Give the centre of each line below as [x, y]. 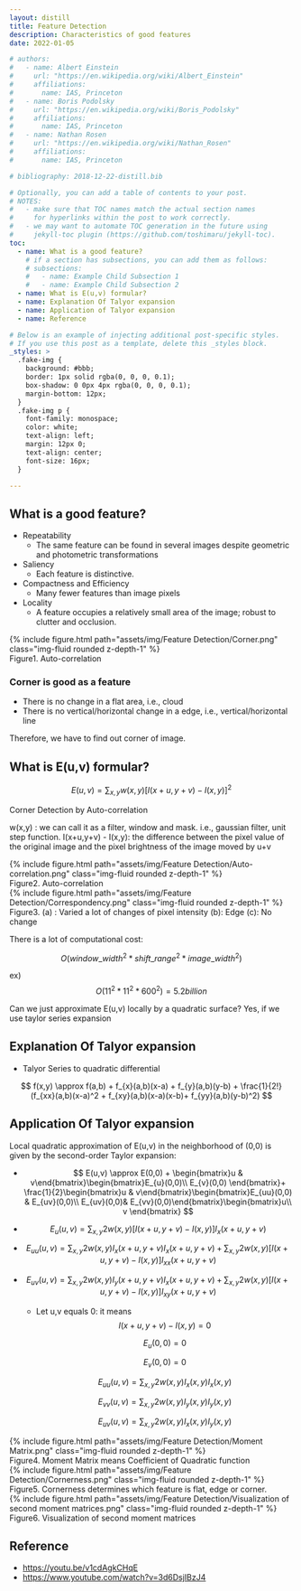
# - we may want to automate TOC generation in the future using [139, 227]
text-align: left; [60, 436]
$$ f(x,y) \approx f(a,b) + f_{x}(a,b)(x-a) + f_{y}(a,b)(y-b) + [130, 1086]
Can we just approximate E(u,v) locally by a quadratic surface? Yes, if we [145, 1009]
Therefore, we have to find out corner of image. [98, 738]
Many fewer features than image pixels [108, 594]
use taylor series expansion [60, 1018]
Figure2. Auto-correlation [56, 883]
